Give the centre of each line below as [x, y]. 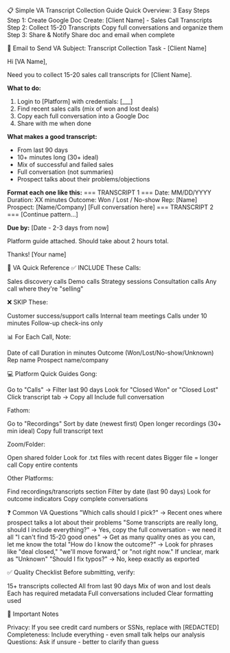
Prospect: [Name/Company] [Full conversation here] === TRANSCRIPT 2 [111, 207]
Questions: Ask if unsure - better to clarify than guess [83, 642]
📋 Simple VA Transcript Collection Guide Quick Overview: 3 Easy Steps [108, 10]
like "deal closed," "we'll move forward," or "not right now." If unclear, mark [113, 552]
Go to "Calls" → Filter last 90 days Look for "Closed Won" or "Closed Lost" [113, 390]
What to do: [24, 88]
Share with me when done [54, 123]
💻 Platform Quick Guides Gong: [52, 374]
